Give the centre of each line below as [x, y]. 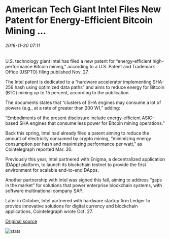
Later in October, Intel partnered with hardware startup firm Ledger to [78, 201]
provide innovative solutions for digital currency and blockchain [72, 206]
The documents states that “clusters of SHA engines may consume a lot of [83, 102]
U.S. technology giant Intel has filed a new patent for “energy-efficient [78, 61]
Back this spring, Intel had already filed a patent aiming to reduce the [77, 133]
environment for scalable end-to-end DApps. [52, 170]
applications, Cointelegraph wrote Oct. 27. [49, 211]
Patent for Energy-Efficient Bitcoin [79, 20]
